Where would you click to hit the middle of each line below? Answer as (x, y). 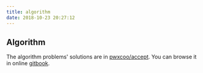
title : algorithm (28, 12)
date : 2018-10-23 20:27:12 (41, 18)
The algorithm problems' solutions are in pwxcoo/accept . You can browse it (102, 57)
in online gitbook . (28, 63)
